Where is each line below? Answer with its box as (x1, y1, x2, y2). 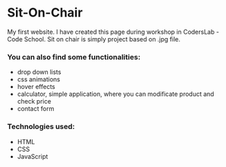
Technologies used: (7, 122, 75, 132)
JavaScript (17, 152, 48, 160)
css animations (17, 75, 61, 83)
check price (17, 97, 52, 106)
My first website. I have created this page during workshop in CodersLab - (7, 28, 220, 36)
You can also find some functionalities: (7, 52, 141, 61)
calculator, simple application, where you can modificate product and (17, 90, 214, 98)
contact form (17, 105, 55, 113)
